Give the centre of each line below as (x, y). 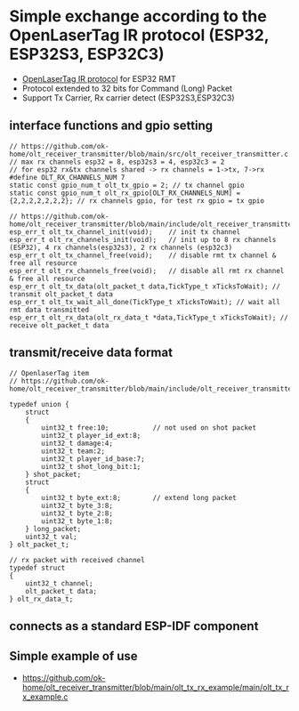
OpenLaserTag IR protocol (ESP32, (139, 35)
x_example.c (45, 697)
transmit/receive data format (91, 353)
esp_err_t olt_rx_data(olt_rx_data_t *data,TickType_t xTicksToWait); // (149, 318)
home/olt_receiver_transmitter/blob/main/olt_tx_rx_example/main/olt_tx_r (155, 687)
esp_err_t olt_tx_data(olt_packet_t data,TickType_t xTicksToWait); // (145, 287)
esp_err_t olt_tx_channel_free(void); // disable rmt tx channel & (143, 255)
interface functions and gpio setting (111, 126)
